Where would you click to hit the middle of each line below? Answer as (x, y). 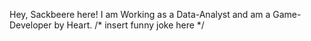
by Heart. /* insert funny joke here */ (129, 25)
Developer (30, 25)
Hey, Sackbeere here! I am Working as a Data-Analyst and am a (140, 14)
